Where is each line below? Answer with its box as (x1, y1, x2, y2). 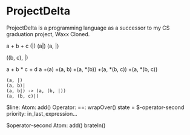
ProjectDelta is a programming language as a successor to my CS (6, 24, 170, 31)
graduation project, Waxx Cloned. (6, 30, 90, 37)
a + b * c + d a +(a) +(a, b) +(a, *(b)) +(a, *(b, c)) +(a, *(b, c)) (6, 65, 158, 73)
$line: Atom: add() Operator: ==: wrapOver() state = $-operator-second (6, 104, 185, 111)
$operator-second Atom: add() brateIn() (6, 122, 106, 129)
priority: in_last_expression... (6, 110, 77, 117)
